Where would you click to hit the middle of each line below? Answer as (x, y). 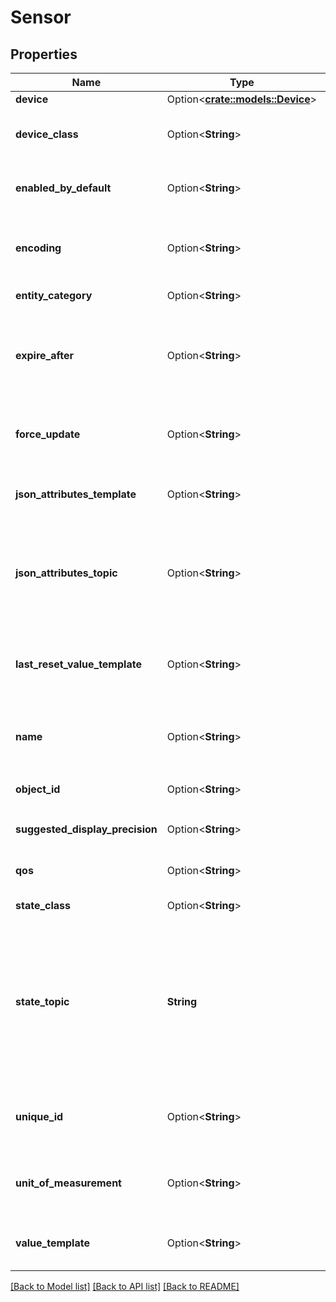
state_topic (42, 1001)
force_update (48, 434)
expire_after (44, 355)
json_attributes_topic (66, 573)
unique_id (39, 1116)
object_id (38, 789)
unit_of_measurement (68, 1183)
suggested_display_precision (86, 829)
